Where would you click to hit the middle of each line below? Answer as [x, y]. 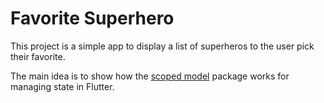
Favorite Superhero [92, 18]
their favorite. [38, 56]
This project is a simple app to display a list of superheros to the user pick [162, 46]
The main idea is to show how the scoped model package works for [150, 76]
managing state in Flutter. [62, 86]
